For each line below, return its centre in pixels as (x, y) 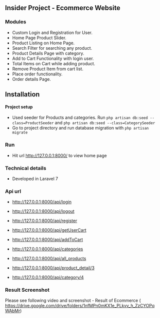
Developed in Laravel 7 (35, 178)
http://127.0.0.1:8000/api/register (44, 221)
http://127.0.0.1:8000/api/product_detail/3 (53, 268)
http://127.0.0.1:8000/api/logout (43, 211)
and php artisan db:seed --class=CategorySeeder (105, 123)
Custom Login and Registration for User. (52, 32)
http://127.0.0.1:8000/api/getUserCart (49, 230)
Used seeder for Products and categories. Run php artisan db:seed (80, 118)
